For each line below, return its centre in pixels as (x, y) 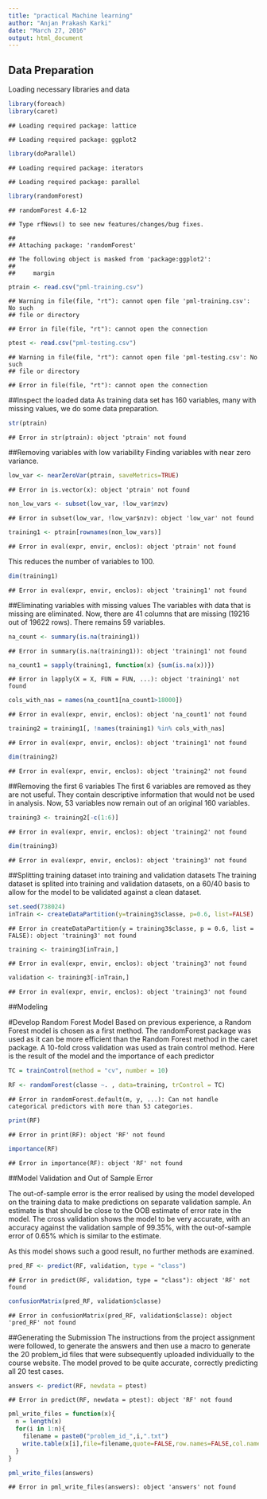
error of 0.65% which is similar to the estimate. (85, 1235)
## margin (32, 273)
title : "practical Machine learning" (71, 16)
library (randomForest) (46, 196)
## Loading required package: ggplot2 (72, 139)
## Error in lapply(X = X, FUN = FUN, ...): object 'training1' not (124, 679)
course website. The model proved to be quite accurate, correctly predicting (133, 1363)
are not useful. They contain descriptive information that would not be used (132, 795)
